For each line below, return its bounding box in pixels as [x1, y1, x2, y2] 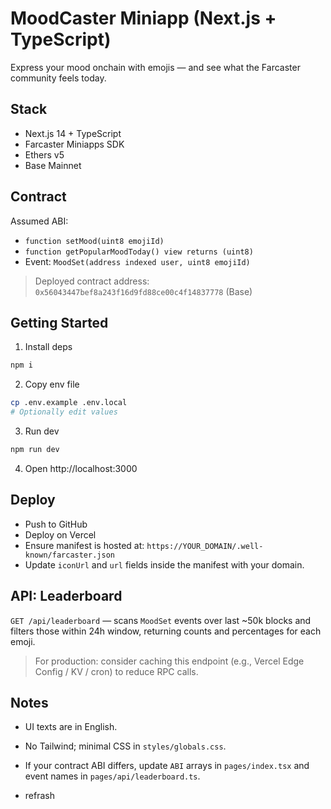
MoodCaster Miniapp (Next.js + [10, 7, 277, 30]
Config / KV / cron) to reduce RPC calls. [34, 665, 199, 677]
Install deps [24, 341, 73, 353]
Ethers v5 [24, 148, 65, 161]
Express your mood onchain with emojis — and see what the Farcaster [10, 61, 301, 73]
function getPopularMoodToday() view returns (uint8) [24, 247, 254, 257]
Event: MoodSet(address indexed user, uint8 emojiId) [24, 255, 251, 267]
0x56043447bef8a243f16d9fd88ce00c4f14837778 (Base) [34, 285, 253, 297]
